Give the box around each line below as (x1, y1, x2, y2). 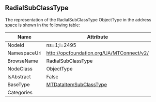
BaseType (7, 81, 30, 88)
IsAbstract (7, 73, 31, 80)
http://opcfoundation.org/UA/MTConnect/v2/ (46, 50, 149, 56)
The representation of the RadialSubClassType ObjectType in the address (5, 17, 152, 22)
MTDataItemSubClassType (46, 81, 107, 88)
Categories (7, 89, 33, 96)
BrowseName (7, 57, 38, 64)
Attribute (87, 34, 108, 40)
